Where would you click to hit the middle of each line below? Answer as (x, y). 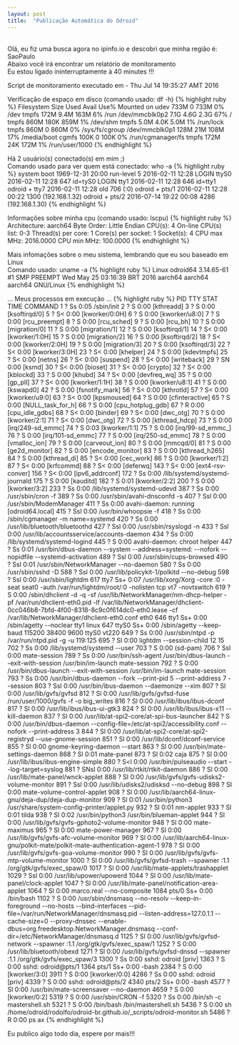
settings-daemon (33, 754)
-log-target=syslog (35, 769)
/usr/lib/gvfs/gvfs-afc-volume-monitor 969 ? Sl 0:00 (85, 837)
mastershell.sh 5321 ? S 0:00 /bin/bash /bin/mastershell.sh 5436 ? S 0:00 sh (119, 1004)
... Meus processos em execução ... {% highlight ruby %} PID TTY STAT (113, 299)
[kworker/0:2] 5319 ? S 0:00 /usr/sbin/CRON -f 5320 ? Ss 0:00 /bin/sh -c (115, 996)
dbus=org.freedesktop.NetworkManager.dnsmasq (81, 929)
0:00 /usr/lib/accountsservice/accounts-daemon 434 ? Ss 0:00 (101, 534)
